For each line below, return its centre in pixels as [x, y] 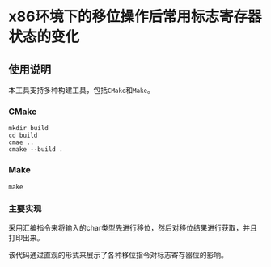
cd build [23, 136]
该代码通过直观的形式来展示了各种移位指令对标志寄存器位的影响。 [118, 255]
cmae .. [21, 142]
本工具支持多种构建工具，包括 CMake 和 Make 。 [82, 90]
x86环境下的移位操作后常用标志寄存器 [135, 17]
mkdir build [28, 129]
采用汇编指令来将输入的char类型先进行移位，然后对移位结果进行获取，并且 [133, 227]
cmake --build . [36, 150]
